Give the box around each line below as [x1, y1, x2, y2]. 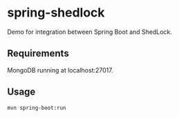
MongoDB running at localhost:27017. [7, 66, 113, 74]
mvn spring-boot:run [7, 104, 67, 111]
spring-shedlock [7, 5, 105, 21]
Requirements [7, 48, 69, 59]
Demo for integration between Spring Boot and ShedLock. [7, 28, 173, 36]
